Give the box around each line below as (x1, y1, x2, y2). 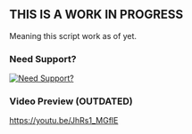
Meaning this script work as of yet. (9, 30, 137, 41)
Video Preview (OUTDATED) (9, 95, 133, 107)
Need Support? (9, 52, 77, 65)
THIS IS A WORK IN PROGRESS (9, 7, 184, 22)
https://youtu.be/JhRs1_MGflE (9, 115, 119, 126)
